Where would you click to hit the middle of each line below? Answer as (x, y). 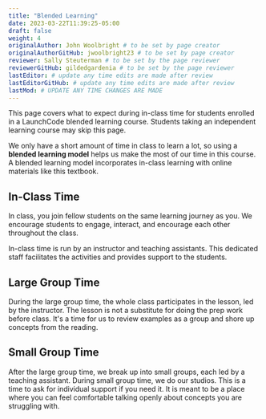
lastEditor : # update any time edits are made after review (111, 75)
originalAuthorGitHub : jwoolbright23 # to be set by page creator (121, 53)
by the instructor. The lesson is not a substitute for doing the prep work (126, 310)
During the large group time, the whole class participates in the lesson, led (131, 301)
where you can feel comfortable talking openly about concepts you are (125, 397)
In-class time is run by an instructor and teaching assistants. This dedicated (133, 249)
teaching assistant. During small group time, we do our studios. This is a (127, 380)
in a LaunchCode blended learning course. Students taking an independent (132, 122)
